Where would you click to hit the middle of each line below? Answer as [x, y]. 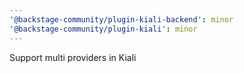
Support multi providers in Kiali [73, 57]
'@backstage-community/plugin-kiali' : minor [103, 29]
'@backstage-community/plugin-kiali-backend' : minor [121, 19]
